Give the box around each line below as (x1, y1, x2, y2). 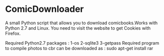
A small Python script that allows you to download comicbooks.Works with (5, 20, 158, 26)
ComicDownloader (5, 3, 84, 15)
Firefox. (5, 30, 21, 36)
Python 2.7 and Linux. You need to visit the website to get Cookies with (5, 25, 151, 31)
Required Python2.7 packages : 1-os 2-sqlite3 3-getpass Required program (5, 40, 160, 46)
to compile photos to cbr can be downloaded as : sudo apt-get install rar (5, 45, 154, 51)
